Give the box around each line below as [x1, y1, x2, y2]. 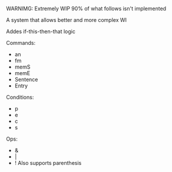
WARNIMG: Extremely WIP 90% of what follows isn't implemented [6, 5, 167, 12]
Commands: [6, 40, 36, 46]
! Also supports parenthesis [14, 160, 82, 166]
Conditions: [6, 94, 34, 100]
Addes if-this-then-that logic [6, 28, 75, 35]
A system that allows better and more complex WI [6, 17, 127, 23]
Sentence [14, 76, 38, 83]
